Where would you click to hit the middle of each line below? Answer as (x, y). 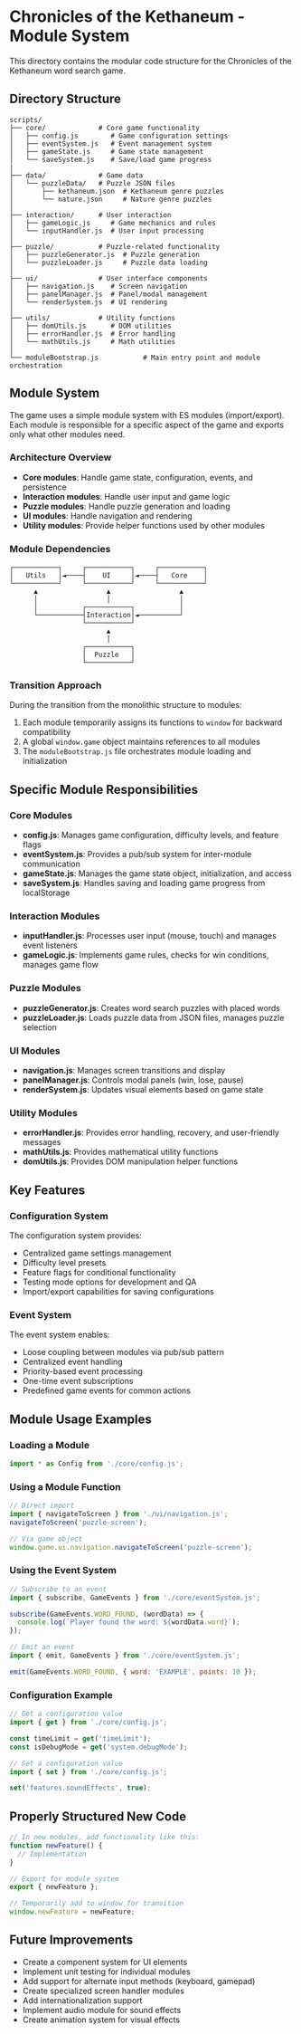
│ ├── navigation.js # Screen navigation (99, 286)
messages (42, 1142)
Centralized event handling (73, 1362)
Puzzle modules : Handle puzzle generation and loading (126, 506)
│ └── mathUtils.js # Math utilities (93, 341)
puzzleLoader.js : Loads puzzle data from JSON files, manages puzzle (153, 1017)
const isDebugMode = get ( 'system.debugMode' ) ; (99, 1747)
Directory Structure (66, 99)
